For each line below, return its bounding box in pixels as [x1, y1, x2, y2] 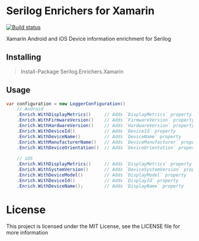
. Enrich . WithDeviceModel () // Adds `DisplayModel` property [17, 172, 187, 178]
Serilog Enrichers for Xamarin [6, 4, 155, 18]
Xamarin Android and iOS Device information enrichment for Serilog [6, 35, 172, 42]
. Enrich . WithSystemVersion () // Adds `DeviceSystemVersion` [17, 167, 182, 172]
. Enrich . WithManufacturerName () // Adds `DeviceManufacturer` [17, 139, 179, 145]
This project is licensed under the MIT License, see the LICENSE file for [6, 223, 181, 230]
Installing [6, 52, 41, 63]
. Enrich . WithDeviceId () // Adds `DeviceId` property [17, 128, 176, 134]
